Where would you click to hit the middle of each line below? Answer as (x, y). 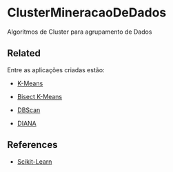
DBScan (29, 110)
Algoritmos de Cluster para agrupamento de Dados (80, 32)
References (32, 145)
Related (24, 53)
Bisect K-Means (40, 96)
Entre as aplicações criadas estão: (56, 69)
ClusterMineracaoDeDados (87, 13)
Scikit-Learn (34, 161)
